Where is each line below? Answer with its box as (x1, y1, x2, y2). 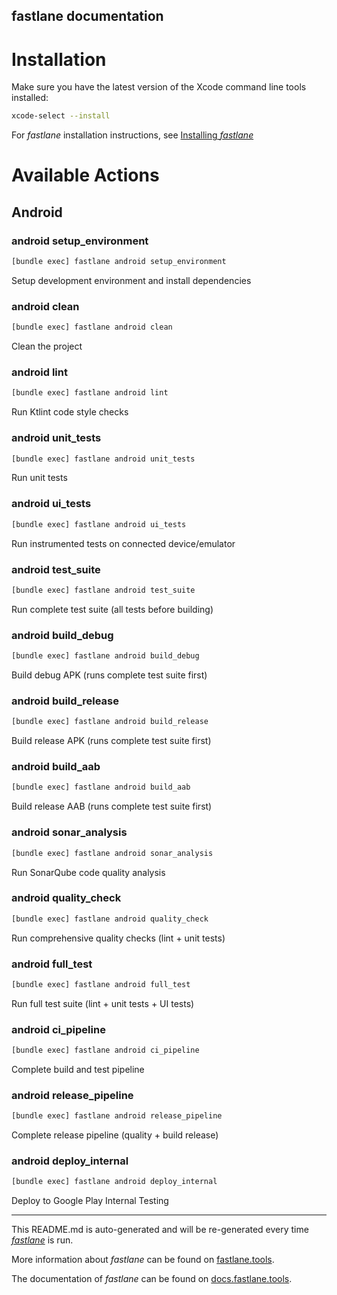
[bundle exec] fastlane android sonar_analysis (11, 848, 214, 858)
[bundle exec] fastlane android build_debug (11, 651, 200, 661)
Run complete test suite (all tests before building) (11, 603, 214, 615)
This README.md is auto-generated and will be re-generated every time (11, 1224, 309, 1236)
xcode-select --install (11, 111, 111, 121)
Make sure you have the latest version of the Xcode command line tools (11, 81, 307, 93)
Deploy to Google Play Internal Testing (11, 1195, 169, 1207)
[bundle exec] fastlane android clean (11, 322, 173, 333)
